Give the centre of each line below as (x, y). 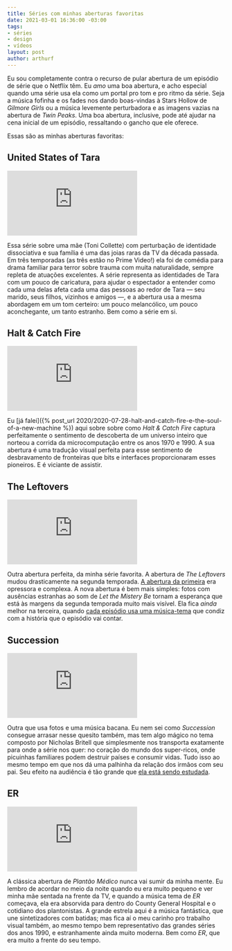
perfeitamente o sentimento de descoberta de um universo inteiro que (107, 435)
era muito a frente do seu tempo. (54, 940)
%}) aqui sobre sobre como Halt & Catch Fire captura (139, 428)
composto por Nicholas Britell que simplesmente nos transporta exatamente (116, 742)
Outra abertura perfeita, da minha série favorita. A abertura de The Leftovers (116, 574)
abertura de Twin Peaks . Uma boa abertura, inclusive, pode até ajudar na (111, 115)
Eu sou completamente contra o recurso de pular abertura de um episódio (113, 78)
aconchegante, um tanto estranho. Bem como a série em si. (92, 311)
